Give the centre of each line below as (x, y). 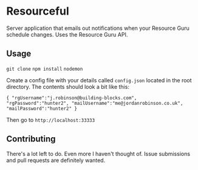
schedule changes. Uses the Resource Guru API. (67, 34)
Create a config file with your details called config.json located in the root (99, 80)
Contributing (31, 139)
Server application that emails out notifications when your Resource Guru (98, 28)
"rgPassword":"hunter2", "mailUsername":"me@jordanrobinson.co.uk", (95, 103)
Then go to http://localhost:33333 (51, 119)
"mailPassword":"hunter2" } (42, 108)
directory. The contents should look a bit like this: (68, 87)
